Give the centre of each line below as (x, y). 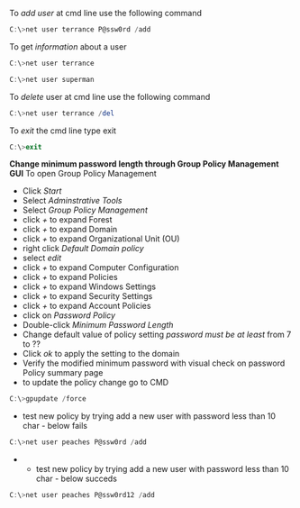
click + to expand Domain (70, 230)
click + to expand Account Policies (86, 306)
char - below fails (55, 426)
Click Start (42, 191)
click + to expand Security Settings (87, 296)
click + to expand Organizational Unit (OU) (101, 239)
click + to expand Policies (70, 277)
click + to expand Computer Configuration (100, 268)
